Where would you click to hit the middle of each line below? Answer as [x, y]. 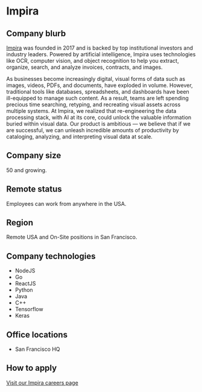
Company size [34, 156]
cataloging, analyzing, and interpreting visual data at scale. [79, 137]
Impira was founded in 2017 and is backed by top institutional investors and [100, 48]
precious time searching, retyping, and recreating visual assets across [93, 104]
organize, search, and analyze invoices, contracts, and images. [84, 67]
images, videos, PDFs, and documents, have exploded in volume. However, [99, 85]
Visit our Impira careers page [42, 382]
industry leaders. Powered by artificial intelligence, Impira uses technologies [101, 54]
